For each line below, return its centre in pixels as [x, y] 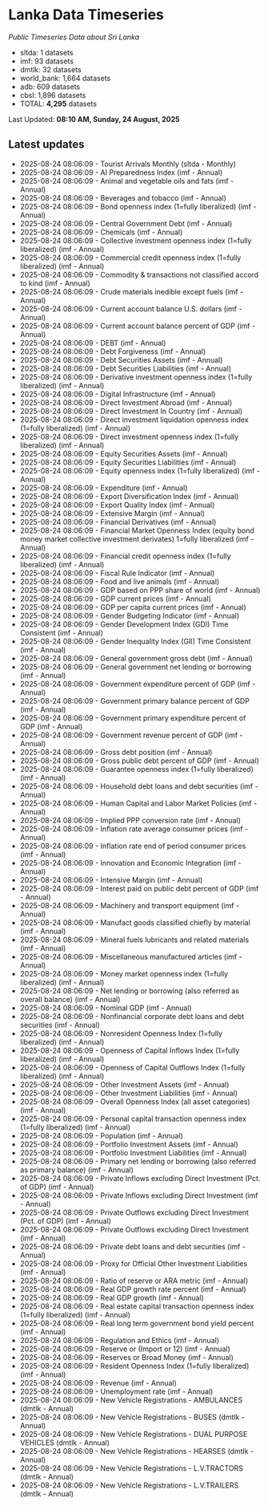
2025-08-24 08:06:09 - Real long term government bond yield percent [137, 1323]
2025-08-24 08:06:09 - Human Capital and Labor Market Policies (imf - [138, 803]
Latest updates [46, 145]
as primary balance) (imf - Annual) [77, 1170]
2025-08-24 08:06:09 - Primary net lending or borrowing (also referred [138, 1161]
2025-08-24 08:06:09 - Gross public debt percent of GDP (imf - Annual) [140, 761]
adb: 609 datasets [50, 87]
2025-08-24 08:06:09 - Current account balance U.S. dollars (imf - [131, 309]
